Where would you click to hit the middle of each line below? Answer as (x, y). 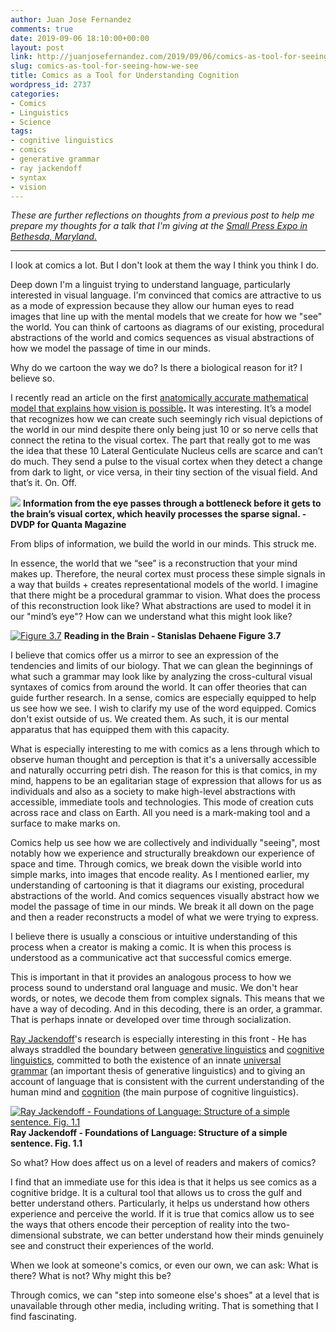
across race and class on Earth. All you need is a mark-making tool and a (160, 813)
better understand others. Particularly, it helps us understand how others (160, 1203)
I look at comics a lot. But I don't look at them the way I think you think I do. (165, 265)
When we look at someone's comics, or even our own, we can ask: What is (164, 1265)
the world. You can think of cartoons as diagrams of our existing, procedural (167, 327)
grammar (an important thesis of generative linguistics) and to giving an (158, 1071)
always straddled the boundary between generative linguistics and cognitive (167, 1050)
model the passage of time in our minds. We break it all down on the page (162, 907)
